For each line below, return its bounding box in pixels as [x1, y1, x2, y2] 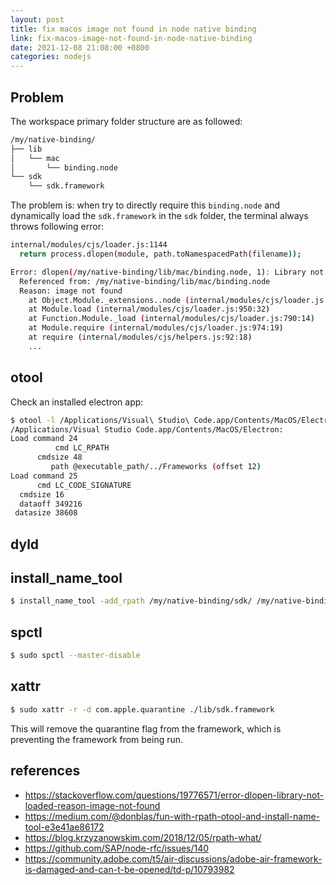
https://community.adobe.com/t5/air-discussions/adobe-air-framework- [24, 852, 323, 865]
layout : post [10, 14, 65, 25]
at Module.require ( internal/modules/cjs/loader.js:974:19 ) [28, 323, 284, 333]
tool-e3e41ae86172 [24, 821, 105, 833]
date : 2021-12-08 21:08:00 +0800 [10, 42, 150, 53]
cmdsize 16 [19, 489, 65, 500]
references [10, 762, 81, 780]
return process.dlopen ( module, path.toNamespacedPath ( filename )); [19, 249, 302, 260]
